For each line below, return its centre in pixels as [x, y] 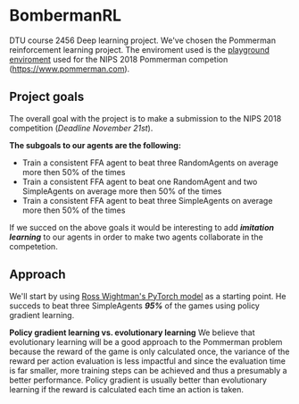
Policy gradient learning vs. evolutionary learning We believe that [132, 332]
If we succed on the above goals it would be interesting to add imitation [142, 227]
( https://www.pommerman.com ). [70, 69]
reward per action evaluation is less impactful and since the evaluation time [147, 361]
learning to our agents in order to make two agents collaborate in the [136, 237]
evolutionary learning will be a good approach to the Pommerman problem [146, 341]
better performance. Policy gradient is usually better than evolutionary [138, 380]
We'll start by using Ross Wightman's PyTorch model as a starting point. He [148, 296]
